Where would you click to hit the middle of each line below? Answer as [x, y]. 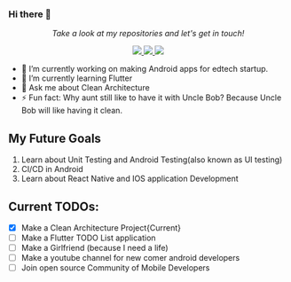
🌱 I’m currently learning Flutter [77, 78]
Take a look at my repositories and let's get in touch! [148, 34]
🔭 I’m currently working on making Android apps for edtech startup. [145, 69]
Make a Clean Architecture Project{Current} [101, 227]
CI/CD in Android [52, 169]
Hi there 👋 [30, 14]
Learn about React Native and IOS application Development [130, 179]
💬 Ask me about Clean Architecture [85, 88]
